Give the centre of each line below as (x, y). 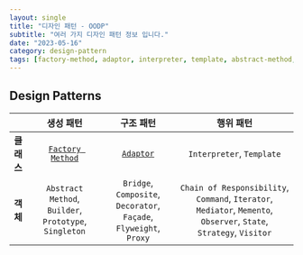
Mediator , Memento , (234, 210)
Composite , (138, 194)
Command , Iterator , (234, 198)
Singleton (64, 231)
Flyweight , (138, 228)
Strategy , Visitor (234, 232)
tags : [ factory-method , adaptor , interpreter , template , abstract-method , (153, 59)
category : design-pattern (58, 51)
